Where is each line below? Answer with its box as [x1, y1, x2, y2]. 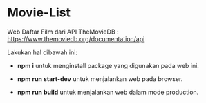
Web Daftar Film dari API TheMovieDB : [7, 27, 119, 36]
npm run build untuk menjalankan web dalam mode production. [17, 88, 199, 96]
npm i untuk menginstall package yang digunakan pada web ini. [17, 61, 199, 69]
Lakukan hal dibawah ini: [7, 48, 78, 56]
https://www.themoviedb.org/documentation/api [7, 34, 145, 43]
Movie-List [7, 5, 71, 21]
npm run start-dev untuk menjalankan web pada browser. [17, 74, 183, 83]
